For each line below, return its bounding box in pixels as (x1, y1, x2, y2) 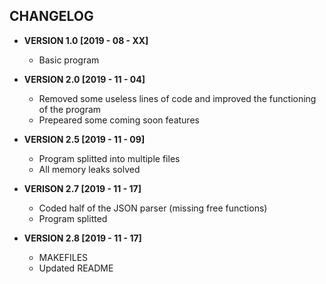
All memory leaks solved (38, 163, 141, 175)
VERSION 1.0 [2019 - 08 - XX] (23, 34, 149, 46)
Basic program (38, 54, 100, 66)
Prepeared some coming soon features (38, 114, 200, 126)
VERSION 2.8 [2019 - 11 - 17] (23, 232, 142, 244)
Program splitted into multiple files (38, 152, 181, 164)
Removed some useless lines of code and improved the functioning (38, 92, 317, 104)
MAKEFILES (38, 251, 89, 263)
